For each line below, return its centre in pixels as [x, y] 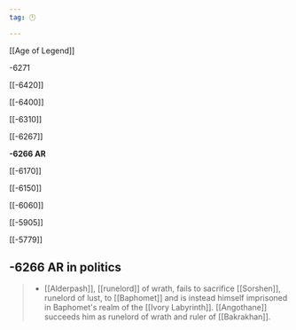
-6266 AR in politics [66, 267]
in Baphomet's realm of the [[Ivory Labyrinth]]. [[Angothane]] [156, 308]
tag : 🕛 [23, 17]
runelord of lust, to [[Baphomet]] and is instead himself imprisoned [166, 298]
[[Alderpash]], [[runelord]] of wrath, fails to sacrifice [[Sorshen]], [162, 288]
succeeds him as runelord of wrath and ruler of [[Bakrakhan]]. [157, 317]
